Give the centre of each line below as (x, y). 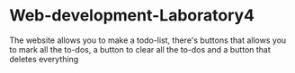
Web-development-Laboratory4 (132, 16)
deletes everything (44, 59)
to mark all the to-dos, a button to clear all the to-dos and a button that (140, 49)
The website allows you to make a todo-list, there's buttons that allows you (148, 40)
